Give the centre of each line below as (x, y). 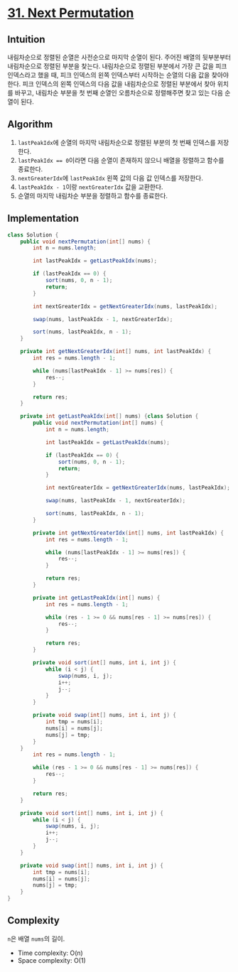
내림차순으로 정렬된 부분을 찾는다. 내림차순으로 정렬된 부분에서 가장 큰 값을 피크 (117, 66)
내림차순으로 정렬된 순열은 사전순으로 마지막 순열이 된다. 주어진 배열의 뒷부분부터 (119, 57)
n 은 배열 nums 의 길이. (36, 939)
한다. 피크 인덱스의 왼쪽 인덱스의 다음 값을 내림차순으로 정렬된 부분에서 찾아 (112, 84)
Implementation (43, 218)
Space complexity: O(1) (52, 960)
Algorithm (30, 125)
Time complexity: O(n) (50, 953)
